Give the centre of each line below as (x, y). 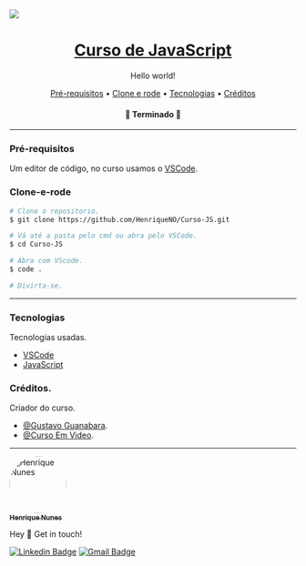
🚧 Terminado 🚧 (153, 114)
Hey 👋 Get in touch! (46, 534)
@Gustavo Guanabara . (65, 426)
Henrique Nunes (36, 518)
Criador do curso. (42, 408)
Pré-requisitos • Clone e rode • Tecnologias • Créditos (153, 93)
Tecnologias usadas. (48, 338)
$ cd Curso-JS (36, 245)
